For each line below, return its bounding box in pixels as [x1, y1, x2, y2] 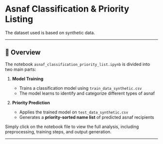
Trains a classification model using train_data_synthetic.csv [19, 85, 142, 91]
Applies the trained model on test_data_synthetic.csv [19, 109, 129, 115]
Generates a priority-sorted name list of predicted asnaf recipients [19, 114, 154, 120]
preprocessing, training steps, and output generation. [5, 128, 112, 134]
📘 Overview [5, 48, 41, 57]
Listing [5, 14, 33, 25]
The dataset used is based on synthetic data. [5, 30, 96, 35]
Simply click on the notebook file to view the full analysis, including [5, 124, 139, 129]
